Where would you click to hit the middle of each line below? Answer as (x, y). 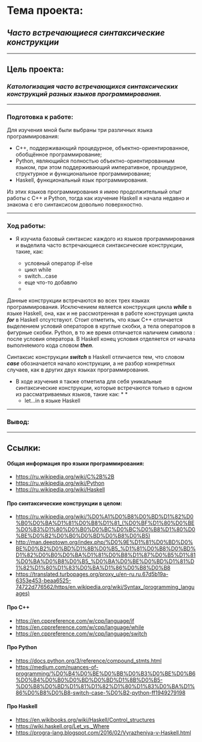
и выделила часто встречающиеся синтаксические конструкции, (99, 245)
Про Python (22, 647)
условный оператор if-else (58, 263)
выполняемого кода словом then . (50, 345)
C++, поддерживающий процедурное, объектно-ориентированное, (102, 148)
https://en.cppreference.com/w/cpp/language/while (80, 627)
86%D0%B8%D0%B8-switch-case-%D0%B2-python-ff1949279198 (100, 693)
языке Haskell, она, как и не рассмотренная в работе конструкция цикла (100, 313)
